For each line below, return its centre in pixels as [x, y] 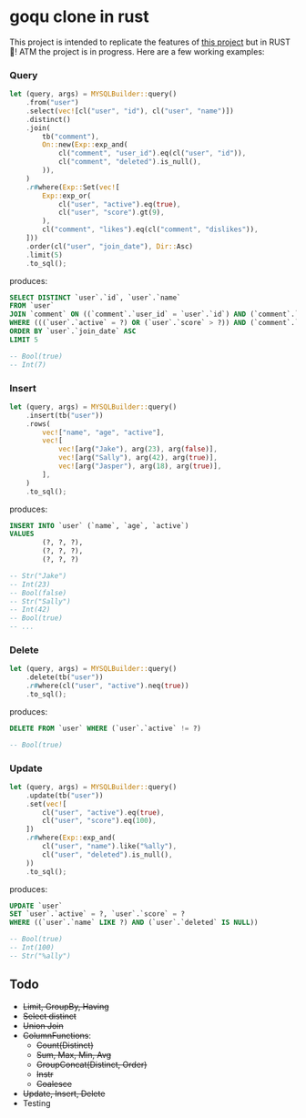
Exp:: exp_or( [67, 196]
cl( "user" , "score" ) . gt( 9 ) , [112, 213]
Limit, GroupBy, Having [66, 1006]
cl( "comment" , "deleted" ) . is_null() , [130, 162]
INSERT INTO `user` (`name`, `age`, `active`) [99, 525]
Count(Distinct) [65, 1045]
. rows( [38, 424]
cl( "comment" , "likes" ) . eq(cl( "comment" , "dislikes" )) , [150, 229]
